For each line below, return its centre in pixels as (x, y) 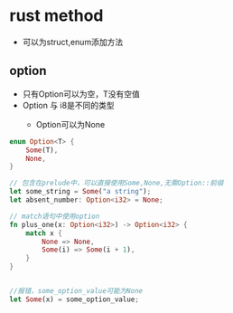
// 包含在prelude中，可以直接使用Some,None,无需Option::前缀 (116, 183)
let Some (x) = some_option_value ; (75, 299)
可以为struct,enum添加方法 (73, 42)
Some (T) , (42, 150)
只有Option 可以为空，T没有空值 (81, 94)
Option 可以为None (70, 124)
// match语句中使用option (55, 216)
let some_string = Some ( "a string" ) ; (80, 192)
